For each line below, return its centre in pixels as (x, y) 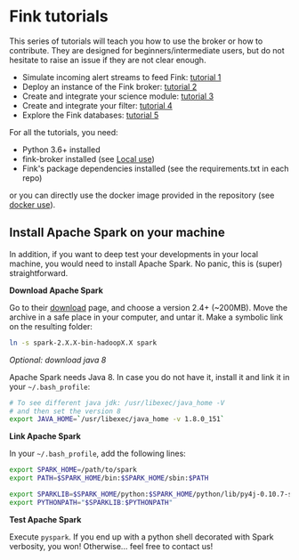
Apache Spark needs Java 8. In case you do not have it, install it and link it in (149, 377)
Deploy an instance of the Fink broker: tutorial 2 (109, 86)
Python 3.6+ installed (61, 150)
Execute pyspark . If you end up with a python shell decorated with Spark (141, 537)
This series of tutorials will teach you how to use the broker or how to (136, 41)
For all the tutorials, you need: (64, 132)
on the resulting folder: (51, 326)
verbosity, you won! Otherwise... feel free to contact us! (111, 546)
